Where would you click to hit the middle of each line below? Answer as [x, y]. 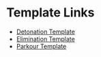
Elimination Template [46, 38]
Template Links [50, 13]
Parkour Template [41, 46]
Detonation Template [46, 32]
